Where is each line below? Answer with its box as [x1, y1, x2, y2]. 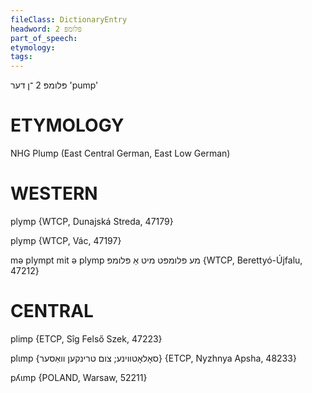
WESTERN [10, 182, 98, 205]
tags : [10, 52, 33, 62]
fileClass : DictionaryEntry [10, 14, 128, 25]
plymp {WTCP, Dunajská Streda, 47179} [10, 216, 174, 227]
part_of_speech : [10, 33, 78, 43]
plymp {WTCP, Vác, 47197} [10, 235, 122, 246]
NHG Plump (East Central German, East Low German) [10, 147, 231, 160]
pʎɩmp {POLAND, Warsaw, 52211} [10, 371, 148, 383]
